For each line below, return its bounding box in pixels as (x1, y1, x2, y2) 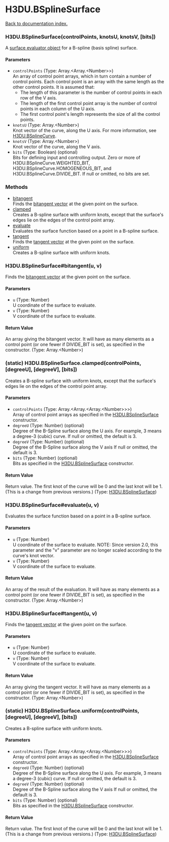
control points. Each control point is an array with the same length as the (12, 79, 164, 85)
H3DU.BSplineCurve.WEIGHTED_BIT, (12, 160, 90, 166)
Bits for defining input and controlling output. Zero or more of (12, 155, 141, 161)
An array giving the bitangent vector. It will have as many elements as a (5, 336, 154, 342)
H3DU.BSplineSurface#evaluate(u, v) (5, 502, 99, 509)
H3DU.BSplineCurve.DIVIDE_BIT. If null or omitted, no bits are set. (12, 171, 150, 177)
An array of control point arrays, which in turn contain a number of (12, 73, 152, 80)
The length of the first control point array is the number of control (20, 101, 157, 107)
